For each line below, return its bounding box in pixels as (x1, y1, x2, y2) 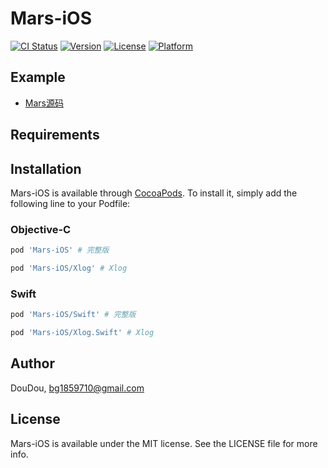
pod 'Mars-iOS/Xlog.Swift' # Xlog (10, 328, 155, 338)
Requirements (10, 127, 100, 144)
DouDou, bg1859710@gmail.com (10, 382, 145, 394)
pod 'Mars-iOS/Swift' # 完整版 (10, 310, 137, 320)
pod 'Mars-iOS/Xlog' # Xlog (10, 263, 128, 274)
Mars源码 (24, 97, 64, 109)
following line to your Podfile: (10, 197, 131, 209)
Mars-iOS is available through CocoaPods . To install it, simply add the (10, 187, 298, 199)
